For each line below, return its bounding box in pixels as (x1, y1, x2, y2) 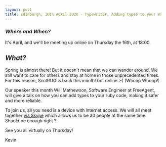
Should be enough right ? (5, 117, 57, 124)
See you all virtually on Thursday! (5, 127, 73, 133)
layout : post (5, 7, 32, 12)
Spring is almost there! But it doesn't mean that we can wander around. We (5, 67, 158, 73)
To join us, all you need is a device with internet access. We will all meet (5, 107, 152, 113)
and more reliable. (5, 98, 42, 103)
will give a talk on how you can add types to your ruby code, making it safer (5, 92, 159, 98)
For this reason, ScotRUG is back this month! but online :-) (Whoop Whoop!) (5, 77, 160, 83)
